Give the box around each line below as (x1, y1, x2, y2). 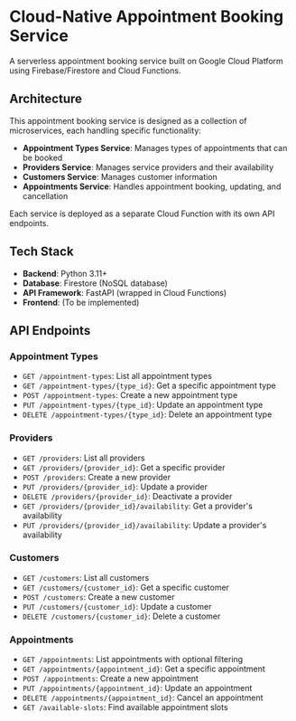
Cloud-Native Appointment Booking (9, 6, 284, 27)
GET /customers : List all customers (22, 572, 150, 583)
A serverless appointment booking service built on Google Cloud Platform (9, 55, 284, 66)
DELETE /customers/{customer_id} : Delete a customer (22, 611, 221, 621)
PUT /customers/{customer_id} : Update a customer (22, 601, 212, 612)
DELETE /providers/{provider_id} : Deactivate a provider (22, 490, 233, 501)
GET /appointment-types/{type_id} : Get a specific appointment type (22, 380, 277, 391)
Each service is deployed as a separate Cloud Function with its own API (9, 208, 275, 219)
